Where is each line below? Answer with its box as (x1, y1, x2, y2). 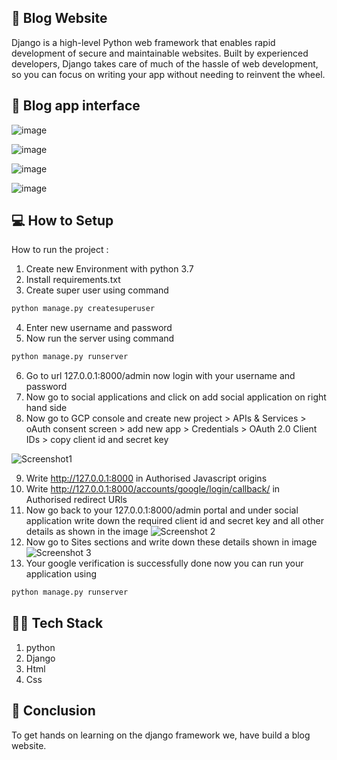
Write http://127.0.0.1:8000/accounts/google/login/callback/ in (25, 483, 281, 495)
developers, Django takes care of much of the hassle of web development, (11, 57, 319, 70)
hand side (25, 402, 68, 414)
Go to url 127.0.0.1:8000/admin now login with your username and (25, 370, 296, 382)
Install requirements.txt (25, 274, 121, 286)
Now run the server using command (25, 332, 175, 345)
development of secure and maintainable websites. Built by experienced (11, 47, 309, 59)
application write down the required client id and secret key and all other (25, 515, 324, 527)
